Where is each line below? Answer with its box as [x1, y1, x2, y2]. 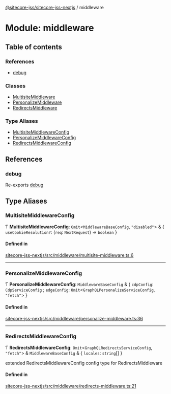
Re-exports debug [5, 182, 44, 188]
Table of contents [5, 42, 62, 51]
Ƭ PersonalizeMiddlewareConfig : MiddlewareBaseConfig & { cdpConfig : [5, 281, 154, 288]
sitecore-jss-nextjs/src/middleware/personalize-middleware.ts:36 [5, 315, 144, 321]
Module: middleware [5, 23, 94, 34]
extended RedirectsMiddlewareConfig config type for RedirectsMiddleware [5, 360, 163, 366]
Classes [5, 82, 26, 89]
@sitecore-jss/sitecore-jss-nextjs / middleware [5, 5, 104, 10]
